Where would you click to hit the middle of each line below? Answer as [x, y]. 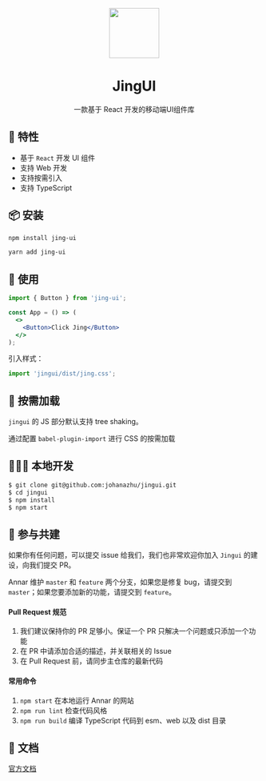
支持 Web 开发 [44, 167]
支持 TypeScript [46, 187]
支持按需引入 [41, 178]
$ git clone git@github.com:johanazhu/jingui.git [93, 485]
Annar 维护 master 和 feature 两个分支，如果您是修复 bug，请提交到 [120, 582]
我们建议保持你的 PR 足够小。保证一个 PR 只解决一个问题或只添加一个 [134, 631]
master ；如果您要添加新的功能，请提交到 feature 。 [92, 592]
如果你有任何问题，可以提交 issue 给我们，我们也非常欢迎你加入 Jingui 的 [130, 555]
